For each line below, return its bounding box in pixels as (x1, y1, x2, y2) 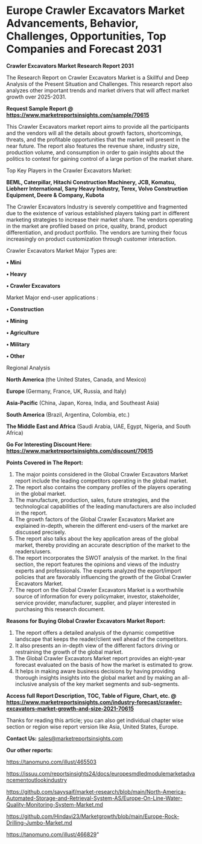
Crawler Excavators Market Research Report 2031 (6, 62, 134, 70)
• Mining (6, 317, 28, 324)
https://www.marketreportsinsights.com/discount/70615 (6, 447, 154, 454)
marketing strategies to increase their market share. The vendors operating (6, 216, 193, 223)
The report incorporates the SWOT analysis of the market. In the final (14, 554, 187, 561)
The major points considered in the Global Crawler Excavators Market (14, 470, 188, 478)
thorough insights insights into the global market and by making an (14, 674, 181, 681)
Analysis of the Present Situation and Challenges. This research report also (6, 80, 193, 88)
